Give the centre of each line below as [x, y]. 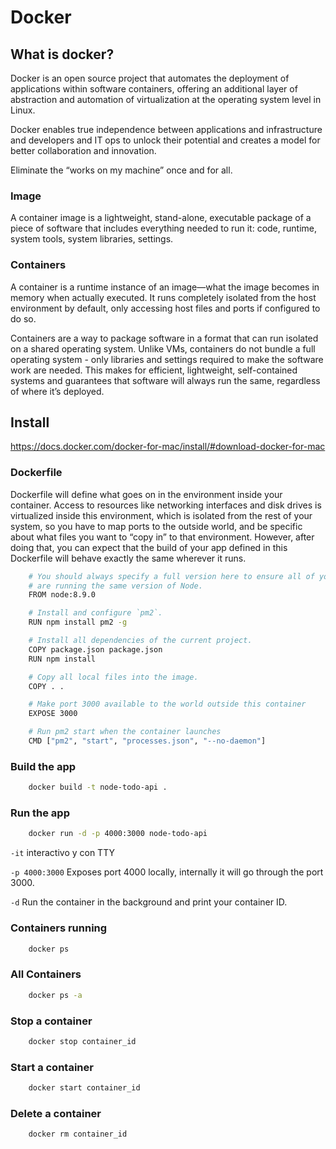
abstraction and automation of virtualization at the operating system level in [166, 99]
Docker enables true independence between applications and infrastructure [166, 129]
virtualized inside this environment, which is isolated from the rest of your [161, 515]
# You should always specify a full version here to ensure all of [171, 576]
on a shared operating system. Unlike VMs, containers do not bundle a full [163, 348]
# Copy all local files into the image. [113, 677]
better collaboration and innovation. [83, 150]
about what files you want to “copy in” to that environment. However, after [162, 537]
